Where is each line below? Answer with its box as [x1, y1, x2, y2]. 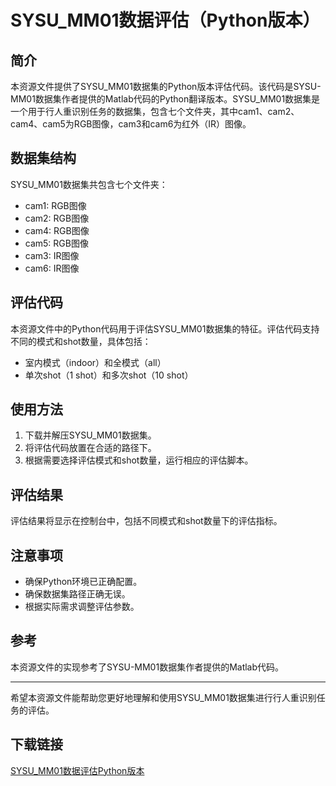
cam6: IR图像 [24, 262, 80, 274]
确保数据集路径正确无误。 [24, 588, 131, 600]
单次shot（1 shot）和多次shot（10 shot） [24, 369, 194, 381]
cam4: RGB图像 [24, 224, 90, 236]
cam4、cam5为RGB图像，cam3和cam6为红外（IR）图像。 [10, 118, 252, 130]
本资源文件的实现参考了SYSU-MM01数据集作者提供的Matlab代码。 [10, 661, 285, 673]
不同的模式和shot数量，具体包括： [10, 335, 152, 347]
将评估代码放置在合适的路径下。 [24, 442, 157, 454]
